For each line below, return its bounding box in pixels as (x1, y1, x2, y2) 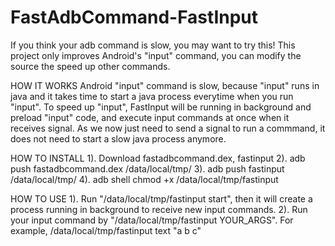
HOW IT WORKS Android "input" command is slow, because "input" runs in (10, 79, 320, 91)
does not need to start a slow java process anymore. (10, 132, 227, 145)
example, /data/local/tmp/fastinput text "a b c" (10, 224, 202, 236)
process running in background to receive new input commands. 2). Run (10, 203, 308, 215)
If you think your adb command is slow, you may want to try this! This (10, 39, 296, 51)
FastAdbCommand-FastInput (10, 6, 259, 29)
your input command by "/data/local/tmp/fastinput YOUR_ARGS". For (10, 214, 294, 226)
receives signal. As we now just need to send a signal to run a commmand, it (10, 122, 326, 134)
